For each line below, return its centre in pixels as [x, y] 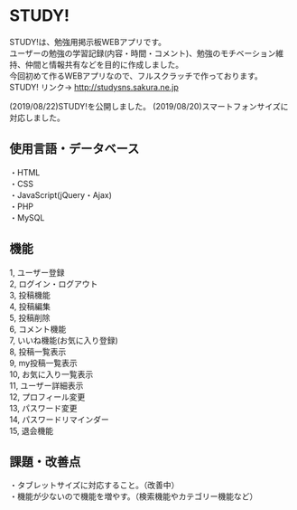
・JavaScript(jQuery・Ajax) [61, 194]
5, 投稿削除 [30, 317]
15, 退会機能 [32, 430]
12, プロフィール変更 [47, 397]
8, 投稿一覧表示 [38, 351]
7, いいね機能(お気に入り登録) [64, 340]
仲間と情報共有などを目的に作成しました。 [104, 64]
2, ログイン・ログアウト [54, 283]
